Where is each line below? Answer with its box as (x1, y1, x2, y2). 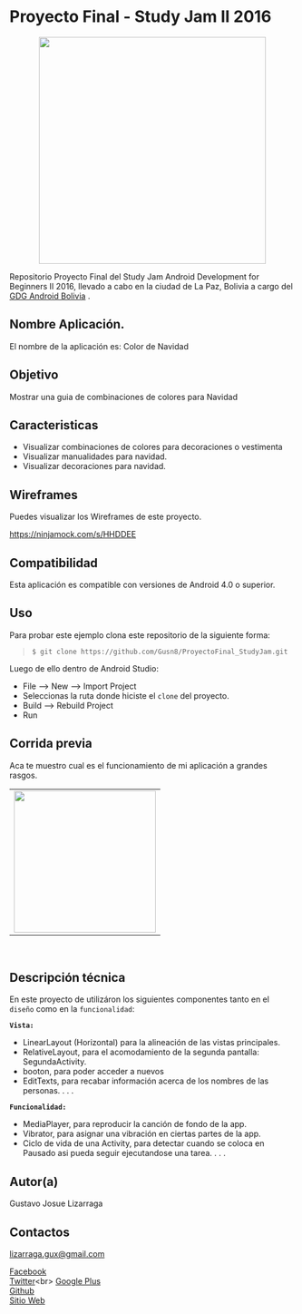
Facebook (9, 1266, 47, 1277)
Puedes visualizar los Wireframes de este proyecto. (9, 511, 202, 523)
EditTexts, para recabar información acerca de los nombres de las (22, 1075, 269, 1086)
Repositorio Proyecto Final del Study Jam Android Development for (9, 270, 260, 282)
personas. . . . (22, 1085, 74, 1096)
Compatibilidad (9, 555, 98, 571)
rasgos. (9, 770, 38, 780)
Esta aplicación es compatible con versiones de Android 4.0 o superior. (9, 579, 276, 590)
